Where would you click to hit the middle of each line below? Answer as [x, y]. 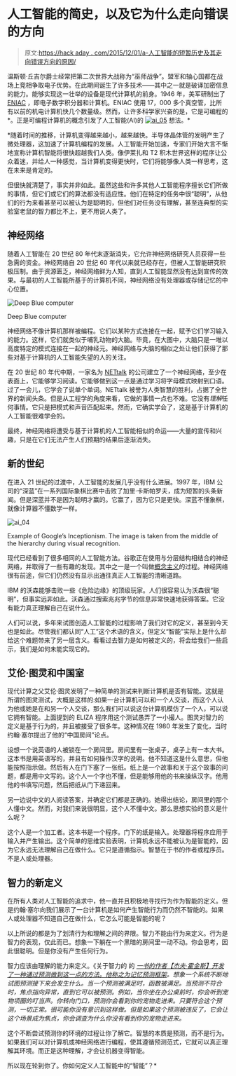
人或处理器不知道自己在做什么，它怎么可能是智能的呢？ [87, 918]
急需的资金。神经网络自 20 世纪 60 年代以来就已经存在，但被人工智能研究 [113, 262]
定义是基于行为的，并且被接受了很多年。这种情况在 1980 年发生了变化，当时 [117, 726]
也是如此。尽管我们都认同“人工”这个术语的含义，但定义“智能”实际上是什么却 [117, 631]
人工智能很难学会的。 [38, 416]
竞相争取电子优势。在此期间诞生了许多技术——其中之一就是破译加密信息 [124, 85]
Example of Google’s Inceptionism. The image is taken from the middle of [113, 536]
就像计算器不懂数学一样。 [44, 508]
